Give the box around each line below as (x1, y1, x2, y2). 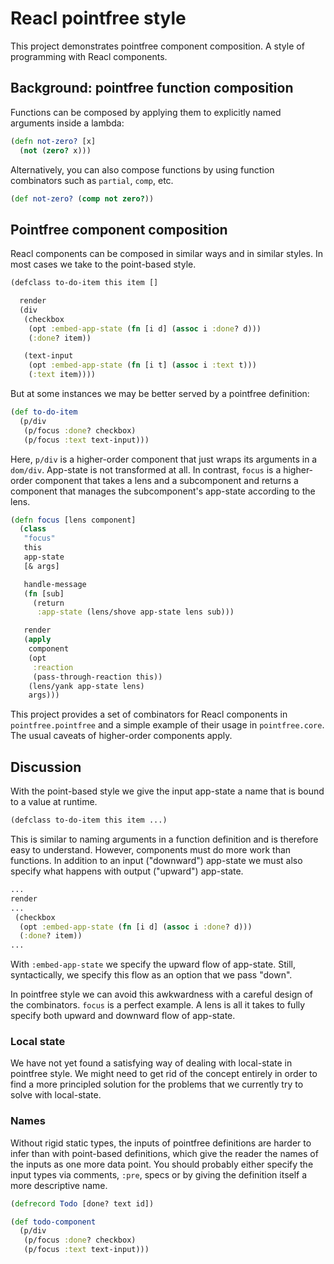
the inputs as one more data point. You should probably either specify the (10, 1158, 314, 1170)
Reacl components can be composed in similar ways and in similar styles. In (10, 248, 324, 260)
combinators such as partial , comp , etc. (10, 174, 174, 186)
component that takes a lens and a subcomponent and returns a (34, 474, 299, 486)
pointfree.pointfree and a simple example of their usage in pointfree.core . (10, 719, 325, 731)
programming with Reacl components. (10, 50, 168, 62)
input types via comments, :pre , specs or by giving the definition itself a (10, 1168, 308, 1181)
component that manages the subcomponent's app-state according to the (10, 485, 316, 497)
